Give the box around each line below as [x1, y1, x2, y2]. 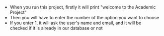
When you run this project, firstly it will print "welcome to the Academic [9, 4, 156, 10]
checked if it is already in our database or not [9, 25, 103, 31]
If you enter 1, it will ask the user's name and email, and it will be [9, 20, 142, 26]
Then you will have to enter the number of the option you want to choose [9, 15, 160, 20]
